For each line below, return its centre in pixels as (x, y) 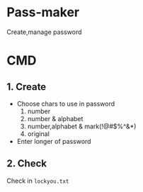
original (39, 134)
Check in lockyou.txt (38, 181)
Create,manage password (44, 32)
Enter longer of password (54, 141)
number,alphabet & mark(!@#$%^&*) (82, 126)
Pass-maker (43, 12)
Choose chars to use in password (66, 103)
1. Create (27, 87)
